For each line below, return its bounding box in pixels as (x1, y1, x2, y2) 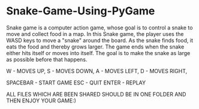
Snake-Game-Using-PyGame (6, 4, 155, 18)
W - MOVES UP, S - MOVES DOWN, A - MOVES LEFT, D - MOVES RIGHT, (6, 67, 188, 74)
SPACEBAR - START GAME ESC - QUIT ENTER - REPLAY (6, 79, 146, 86)
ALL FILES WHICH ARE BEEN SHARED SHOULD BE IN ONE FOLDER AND (6, 90, 186, 98)
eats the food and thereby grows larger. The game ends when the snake (6, 43, 185, 50)
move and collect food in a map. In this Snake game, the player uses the (6, 30, 184, 37)
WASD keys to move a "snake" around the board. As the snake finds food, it (6, 37, 194, 44)
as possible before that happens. (6, 56, 88, 63)
